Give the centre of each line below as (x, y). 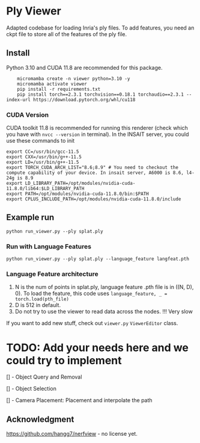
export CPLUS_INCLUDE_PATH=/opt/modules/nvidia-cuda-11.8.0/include (94, 199)
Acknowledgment (40, 419)
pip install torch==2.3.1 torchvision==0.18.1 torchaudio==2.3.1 (101, 94)
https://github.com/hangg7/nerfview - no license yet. (72, 434)
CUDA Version (28, 114)
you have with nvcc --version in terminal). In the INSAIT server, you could (98, 134)
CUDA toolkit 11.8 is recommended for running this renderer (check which (97, 128)
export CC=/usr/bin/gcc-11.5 (43, 152)
